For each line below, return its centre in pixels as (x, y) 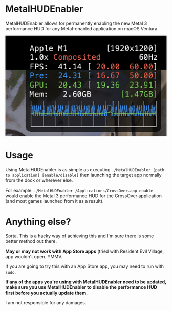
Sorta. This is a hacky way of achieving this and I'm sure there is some (80, 236)
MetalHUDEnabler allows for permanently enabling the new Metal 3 (76, 23)
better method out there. (31, 241)
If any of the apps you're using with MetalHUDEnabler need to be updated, (86, 282)
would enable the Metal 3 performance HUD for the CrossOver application (84, 196)
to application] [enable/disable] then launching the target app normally (84, 175)
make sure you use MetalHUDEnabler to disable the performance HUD (81, 287)
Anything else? (38, 222)
